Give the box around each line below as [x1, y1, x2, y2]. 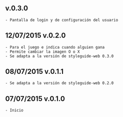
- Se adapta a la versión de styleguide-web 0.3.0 [5, 53, 114, 59]
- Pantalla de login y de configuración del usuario [5, 17, 118, 22]
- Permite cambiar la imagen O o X [5, 49, 80, 54]
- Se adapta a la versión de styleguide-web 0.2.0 [5, 81, 114, 86]
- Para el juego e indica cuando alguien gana [5, 45, 105, 50]
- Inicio [5, 108, 24, 113]
